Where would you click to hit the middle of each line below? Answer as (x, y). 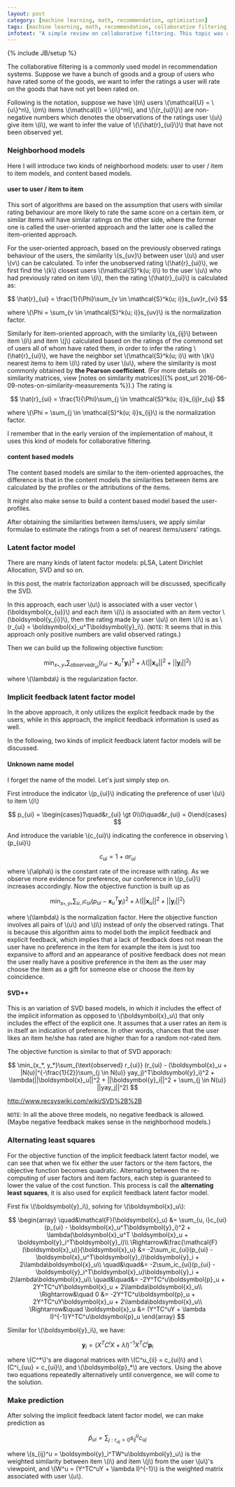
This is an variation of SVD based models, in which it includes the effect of (114, 1008)
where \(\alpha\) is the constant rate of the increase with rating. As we (108, 871)
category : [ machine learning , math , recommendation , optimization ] (108, 20)
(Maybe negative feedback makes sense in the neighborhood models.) (109, 1122)
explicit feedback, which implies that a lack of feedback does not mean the (115, 940)
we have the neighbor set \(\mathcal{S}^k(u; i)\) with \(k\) (132, 355)
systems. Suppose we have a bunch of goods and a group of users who (111, 74)
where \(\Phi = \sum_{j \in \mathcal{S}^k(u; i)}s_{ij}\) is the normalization (111, 412)
